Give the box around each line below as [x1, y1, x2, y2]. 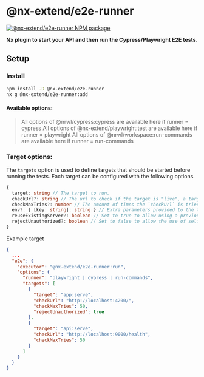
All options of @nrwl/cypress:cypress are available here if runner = [21, 118, 189, 125]
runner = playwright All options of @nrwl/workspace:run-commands [21, 131, 192, 138]
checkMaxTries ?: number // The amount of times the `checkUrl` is [12, 202, 183, 208]
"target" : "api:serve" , [33, 326, 94, 332]
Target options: [6, 152, 53, 161]
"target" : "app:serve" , [33, 291, 94, 298]
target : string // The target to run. [12, 190, 110, 196]
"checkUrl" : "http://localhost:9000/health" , [33, 331, 151, 338]
